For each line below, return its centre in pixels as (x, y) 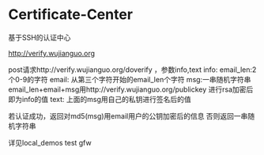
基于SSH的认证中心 (40, 37)
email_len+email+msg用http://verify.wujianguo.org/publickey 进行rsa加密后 (131, 89)
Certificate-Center (70, 15)
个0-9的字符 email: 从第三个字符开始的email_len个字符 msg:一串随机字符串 (130, 79)
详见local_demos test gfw (50, 142)
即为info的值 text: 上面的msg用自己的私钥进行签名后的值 (100, 99)
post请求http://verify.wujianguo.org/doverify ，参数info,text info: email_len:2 (132, 70)
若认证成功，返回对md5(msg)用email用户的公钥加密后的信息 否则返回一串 (128, 115)
